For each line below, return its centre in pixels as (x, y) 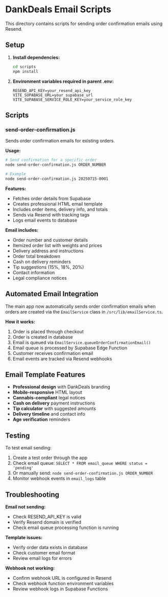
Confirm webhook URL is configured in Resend (62, 578)
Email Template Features (45, 375)
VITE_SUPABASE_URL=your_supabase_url (53, 95)
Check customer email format (44, 553)
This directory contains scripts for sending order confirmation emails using (84, 23)
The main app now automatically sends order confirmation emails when (80, 306)
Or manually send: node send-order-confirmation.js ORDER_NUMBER (83, 473)
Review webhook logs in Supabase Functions (60, 589)
